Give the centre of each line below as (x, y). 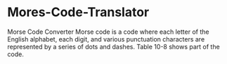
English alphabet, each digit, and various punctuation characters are (106, 39)
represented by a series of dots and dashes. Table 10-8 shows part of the (113, 46)
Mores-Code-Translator (78, 12)
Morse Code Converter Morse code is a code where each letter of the (108, 32)
